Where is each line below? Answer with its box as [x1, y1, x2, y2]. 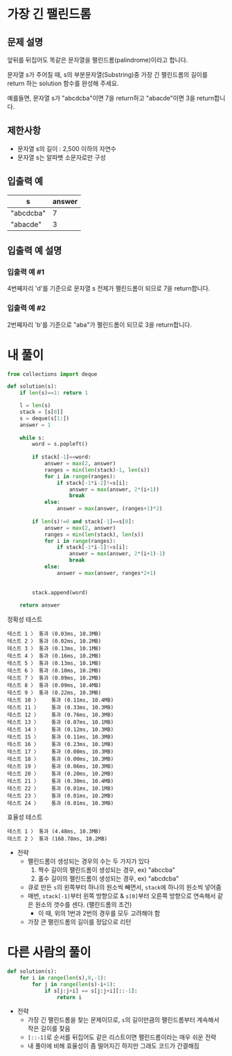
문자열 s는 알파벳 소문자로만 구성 [17, 153, 106, 162]
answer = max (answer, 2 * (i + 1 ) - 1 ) [69, 551, 166, 557]
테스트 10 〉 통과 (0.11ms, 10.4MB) [7, 697, 114, 704]
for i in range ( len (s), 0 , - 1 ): [19, 974, 107, 981]
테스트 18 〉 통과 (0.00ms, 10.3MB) [7, 756, 114, 763]
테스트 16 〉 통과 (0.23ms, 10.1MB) [7, 741, 114, 748]
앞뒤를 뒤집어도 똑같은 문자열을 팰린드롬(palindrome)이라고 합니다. [7, 56, 188, 64]
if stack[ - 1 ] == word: [32, 453, 91, 461]
